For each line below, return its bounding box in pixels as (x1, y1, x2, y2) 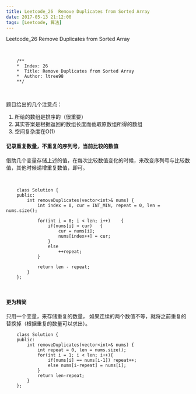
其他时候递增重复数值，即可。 (16, 164, 88, 171)
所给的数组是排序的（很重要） (14, 114, 86, 121)
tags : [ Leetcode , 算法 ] (6, 19, 62, 25)
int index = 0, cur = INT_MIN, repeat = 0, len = (37, 203, 160, 208)
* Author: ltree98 (16, 74, 64, 80)
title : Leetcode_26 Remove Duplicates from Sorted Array (6, 8, 150, 15)
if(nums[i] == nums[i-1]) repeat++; (47, 357, 137, 363)
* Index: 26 (16, 63, 48, 69)
